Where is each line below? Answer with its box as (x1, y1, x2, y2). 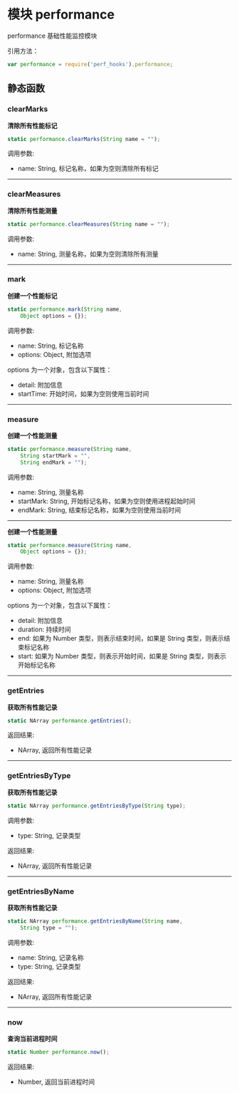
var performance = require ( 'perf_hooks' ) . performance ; (7, 61, 174, 68)
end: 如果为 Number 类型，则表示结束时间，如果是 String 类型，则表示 (17, 634, 224, 643)
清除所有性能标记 (7, 121, 58, 130)
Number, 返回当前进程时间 (17, 1077, 95, 1086)
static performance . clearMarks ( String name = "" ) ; (7, 135, 161, 143)
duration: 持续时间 (17, 625, 71, 634)
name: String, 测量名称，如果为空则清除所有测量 (17, 249, 159, 258)
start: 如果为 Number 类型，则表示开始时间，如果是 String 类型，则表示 (17, 652, 226, 661)
